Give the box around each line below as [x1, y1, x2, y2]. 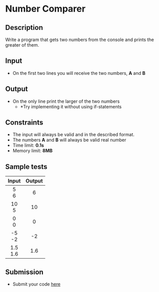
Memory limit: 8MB [12, 148, 53, 154]
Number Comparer [5, 3, 86, 15]
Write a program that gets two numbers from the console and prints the [5, 36, 154, 43]
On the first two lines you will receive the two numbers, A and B [12, 70, 146, 76]
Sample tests [5, 162, 48, 171]
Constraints [5, 118, 44, 127]
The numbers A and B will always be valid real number [12, 137, 127, 143]
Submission [5, 268, 44, 276]
